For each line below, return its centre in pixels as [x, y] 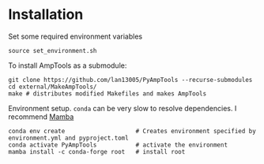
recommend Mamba [41, 117]
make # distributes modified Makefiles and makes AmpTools [107, 93]
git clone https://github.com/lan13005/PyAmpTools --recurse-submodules [130, 80]
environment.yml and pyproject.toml [68, 138]
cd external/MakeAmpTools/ [53, 87]
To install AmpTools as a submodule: [68, 65]
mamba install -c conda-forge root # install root [97, 151]
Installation [46, 15]
